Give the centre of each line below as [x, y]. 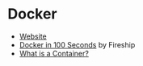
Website [33, 36]
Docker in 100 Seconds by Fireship [77, 44]
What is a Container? [54, 53]
